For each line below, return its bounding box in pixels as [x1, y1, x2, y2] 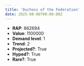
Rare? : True [12, 56, 36, 62]
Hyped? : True [12, 51, 41, 57]
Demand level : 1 [12, 35, 45, 42]
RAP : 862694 [12, 25, 40, 31]
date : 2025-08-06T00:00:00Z [5, 12, 63, 17]
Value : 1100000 [12, 30, 44, 36]
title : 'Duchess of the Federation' [5, 7, 80, 12]
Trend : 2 [12, 41, 30, 46]
